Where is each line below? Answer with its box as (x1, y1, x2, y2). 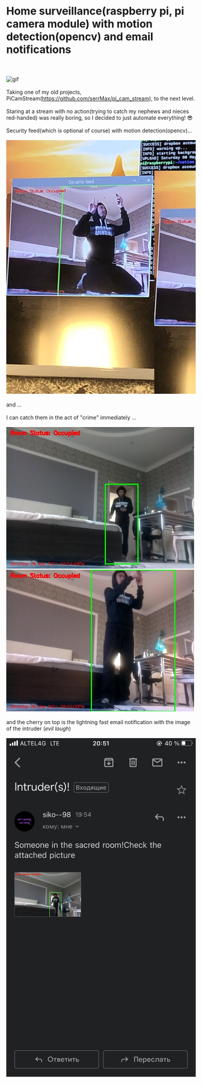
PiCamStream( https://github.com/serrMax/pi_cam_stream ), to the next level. (6, 95, 195, 102)
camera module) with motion (6, 17, 153, 31)
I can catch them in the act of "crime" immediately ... (6, 414, 136, 421)
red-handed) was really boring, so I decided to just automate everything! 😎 (6, 114, 193, 121)
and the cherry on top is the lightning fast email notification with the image (6, 718, 191, 725)
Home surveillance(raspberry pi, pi (6, 4, 185, 18)
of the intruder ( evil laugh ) (6, 725, 71, 732)
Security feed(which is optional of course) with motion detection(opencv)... (6, 127, 192, 134)
